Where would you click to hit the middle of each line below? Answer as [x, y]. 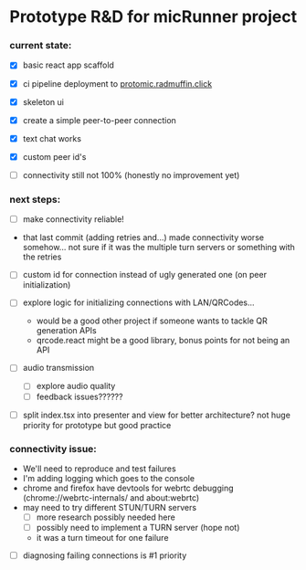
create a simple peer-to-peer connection [99, 120]
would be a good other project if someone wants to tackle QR [152, 321]
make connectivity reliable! [74, 219]
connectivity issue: [53, 449]
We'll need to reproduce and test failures [99, 469]
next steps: [35, 199]
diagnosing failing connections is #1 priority [105, 555]
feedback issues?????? [79, 396]
